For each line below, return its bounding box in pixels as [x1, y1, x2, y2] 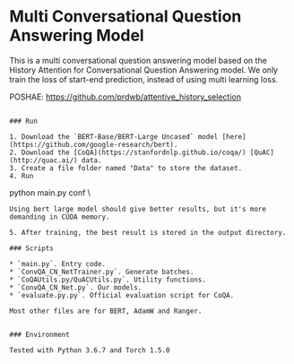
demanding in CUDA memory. [9, 212, 110, 221]
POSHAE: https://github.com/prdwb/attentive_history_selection [9, 91, 242, 102]
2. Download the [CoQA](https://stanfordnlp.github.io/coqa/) [9, 148, 246, 157]
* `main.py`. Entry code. [9, 259, 106, 268]
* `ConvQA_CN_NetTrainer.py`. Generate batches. [9, 267, 195, 276]
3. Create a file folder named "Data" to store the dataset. [9, 163, 243, 172]
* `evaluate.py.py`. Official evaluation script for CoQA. [9, 290, 235, 299]
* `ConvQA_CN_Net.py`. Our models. [9, 282, 143, 292]
